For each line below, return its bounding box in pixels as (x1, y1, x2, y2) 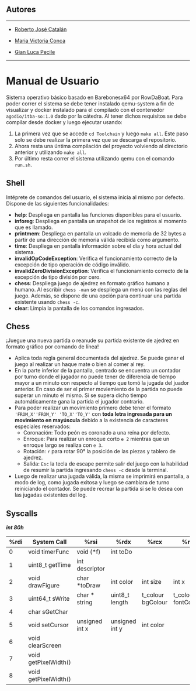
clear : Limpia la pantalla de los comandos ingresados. (14, 305, 145, 312)
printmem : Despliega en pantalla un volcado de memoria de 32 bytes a (14, 230, 186, 237)
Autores (6, 5, 36, 15)
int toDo (110, 548, 132, 556)
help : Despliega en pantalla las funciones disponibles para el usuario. (14, 211, 182, 218)
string (76, 598, 93, 607)
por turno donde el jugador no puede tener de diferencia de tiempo (14, 373, 176, 380)
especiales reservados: (14, 423, 71, 430)
